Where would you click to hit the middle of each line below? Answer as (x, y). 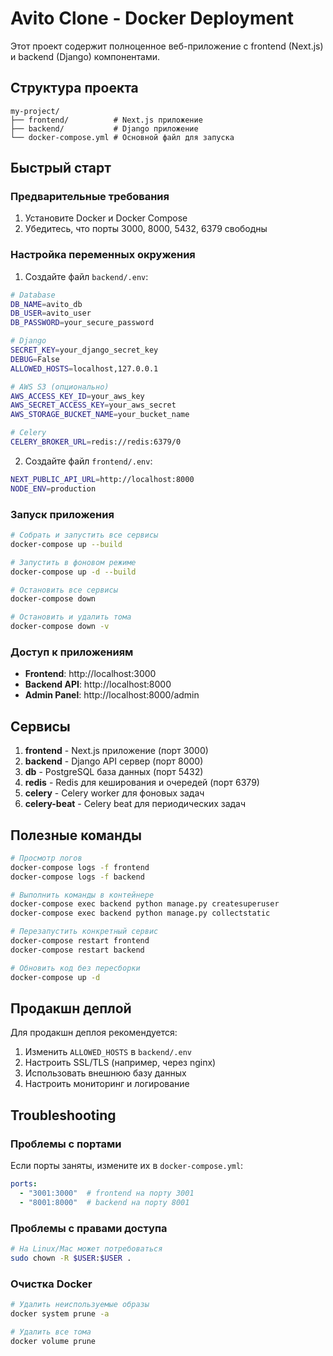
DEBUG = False (35, 359)
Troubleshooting (63, 1115)
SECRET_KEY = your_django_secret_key (84, 350)
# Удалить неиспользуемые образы (80, 1305)
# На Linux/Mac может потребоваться (86, 1249)
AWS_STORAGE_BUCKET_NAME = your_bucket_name (100, 415)
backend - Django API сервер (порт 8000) (114, 761)
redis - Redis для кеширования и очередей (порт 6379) (142, 783)
